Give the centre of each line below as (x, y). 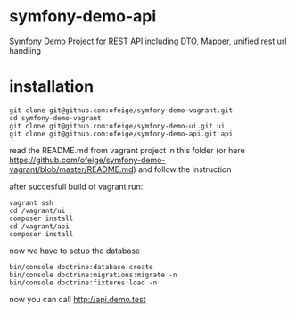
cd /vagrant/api (39, 226)
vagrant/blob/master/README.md (71, 169)
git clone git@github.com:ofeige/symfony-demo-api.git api (121, 134)
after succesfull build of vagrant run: (76, 186)
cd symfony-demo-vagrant (55, 118)
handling (25, 50)
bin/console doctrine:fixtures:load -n (83, 283)
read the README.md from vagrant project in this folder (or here (127, 150)
